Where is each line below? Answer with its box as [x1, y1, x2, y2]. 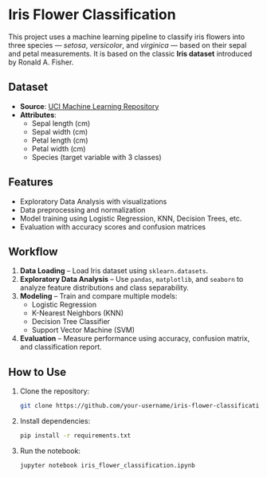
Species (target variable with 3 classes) [31, 152, 162, 162]
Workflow [8, 244, 58, 258]
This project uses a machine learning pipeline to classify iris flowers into [8, 32, 245, 41]
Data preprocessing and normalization [19, 205, 146, 214]
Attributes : [19, 110, 57, 119]
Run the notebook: [19, 446, 81, 455]
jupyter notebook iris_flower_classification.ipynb [19, 461, 195, 469]
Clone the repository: [19, 386, 90, 396]
